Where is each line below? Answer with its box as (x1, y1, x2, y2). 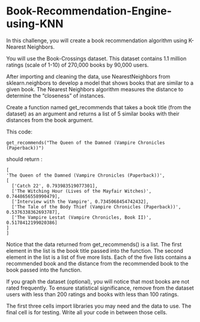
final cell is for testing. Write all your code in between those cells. (6, 308, 168, 316)
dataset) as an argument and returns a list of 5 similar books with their (6, 110, 180, 117)
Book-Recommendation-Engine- (6, 4, 172, 18)
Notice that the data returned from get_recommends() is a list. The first (6, 240, 182, 248)
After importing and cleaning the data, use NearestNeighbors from (6, 73, 171, 80)
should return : (6, 155, 43, 163)
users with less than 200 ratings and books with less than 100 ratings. (6, 290, 179, 298)
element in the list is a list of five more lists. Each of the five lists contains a (6, 254, 192, 261)
